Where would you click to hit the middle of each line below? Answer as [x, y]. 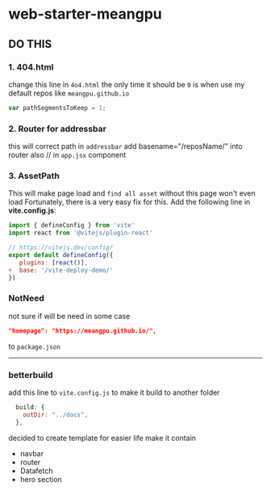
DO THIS [30, 44]
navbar [32, 453]
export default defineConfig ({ [61, 255]
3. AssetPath [34, 176]
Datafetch [36, 471]
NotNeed [26, 298]
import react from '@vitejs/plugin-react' [81, 233]
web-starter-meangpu [85, 14]
